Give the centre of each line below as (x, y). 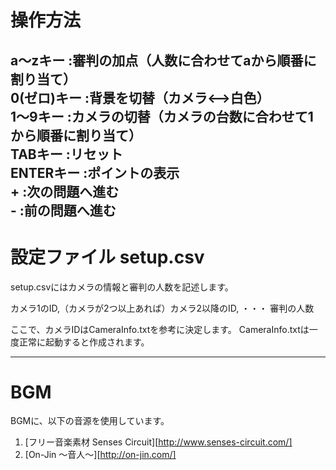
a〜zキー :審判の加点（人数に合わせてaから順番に (163, 60)
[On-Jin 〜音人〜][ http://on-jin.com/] (100, 455)
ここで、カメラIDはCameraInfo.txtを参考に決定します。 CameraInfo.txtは (160, 329)
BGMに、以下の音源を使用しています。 (90, 421)
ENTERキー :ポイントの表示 (95, 172)
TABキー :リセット (66, 154)
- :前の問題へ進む (63, 210)
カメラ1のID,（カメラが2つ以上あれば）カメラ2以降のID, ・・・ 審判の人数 (162, 308)
